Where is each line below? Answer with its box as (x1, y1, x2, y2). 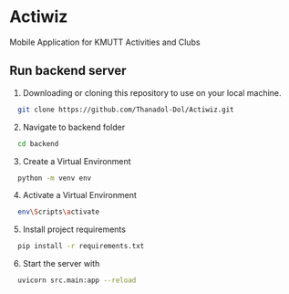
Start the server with (22, 258, 100, 269)
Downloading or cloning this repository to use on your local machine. (22, 87, 282, 98)
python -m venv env (17, 173, 92, 183)
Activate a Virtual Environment (22, 190, 137, 201)
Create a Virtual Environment (22, 155, 131, 166)
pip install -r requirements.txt (17, 242, 145, 251)
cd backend (17, 139, 59, 148)
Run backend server (9, 63, 127, 79)
